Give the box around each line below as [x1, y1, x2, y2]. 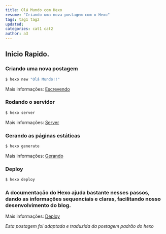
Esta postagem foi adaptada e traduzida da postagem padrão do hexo [5, 223, 154, 229]
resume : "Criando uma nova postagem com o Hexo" [5, 12, 110, 17]
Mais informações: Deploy [5, 213, 60, 219]
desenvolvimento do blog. [5, 202, 71, 209]
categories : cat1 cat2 [5, 26, 53, 32]
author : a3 [5, 31, 28, 36]
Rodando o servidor [5, 99, 55, 106]
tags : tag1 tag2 [5, 17, 40, 22]
